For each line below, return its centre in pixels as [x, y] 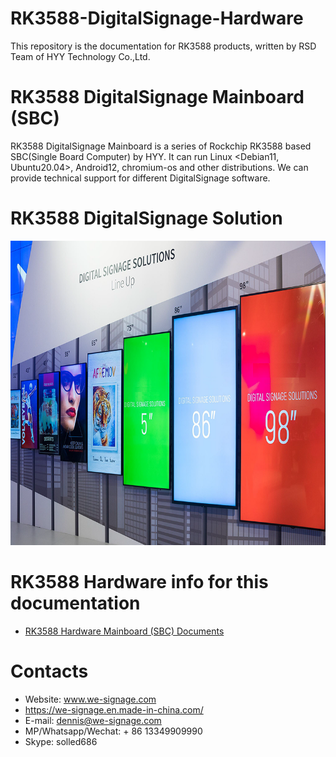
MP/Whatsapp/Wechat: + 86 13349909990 [113, 731]
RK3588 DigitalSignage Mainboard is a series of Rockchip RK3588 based [161, 146]
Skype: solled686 [61, 741]
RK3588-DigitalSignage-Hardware [157, 18]
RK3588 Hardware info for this [139, 581]
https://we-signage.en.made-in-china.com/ [114, 709]
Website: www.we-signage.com [90, 699]
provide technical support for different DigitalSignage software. [140, 178]
